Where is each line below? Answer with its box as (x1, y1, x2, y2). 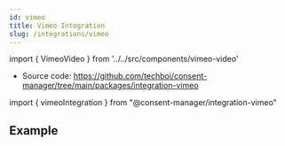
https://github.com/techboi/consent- (73, 71, 208, 81)
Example (9, 123, 59, 138)
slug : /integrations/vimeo (9, 29, 109, 38)
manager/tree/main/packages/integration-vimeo (21, 81, 199, 91)
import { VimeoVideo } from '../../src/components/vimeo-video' (9, 54, 239, 65)
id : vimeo (9, 12, 46, 22)
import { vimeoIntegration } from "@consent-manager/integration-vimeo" (9, 97, 277, 108)
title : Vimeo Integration (9, 21, 105, 30)
